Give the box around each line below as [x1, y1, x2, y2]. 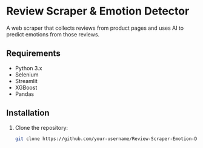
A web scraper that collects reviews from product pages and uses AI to [6, 24, 184, 32]
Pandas [15, 90, 35, 98]
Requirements [6, 49, 61, 59]
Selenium [15, 71, 39, 78]
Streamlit [15, 77, 38, 84]
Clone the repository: [15, 124, 68, 131]
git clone [15, 135, 41, 142]
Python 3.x [15, 64, 42, 72]
